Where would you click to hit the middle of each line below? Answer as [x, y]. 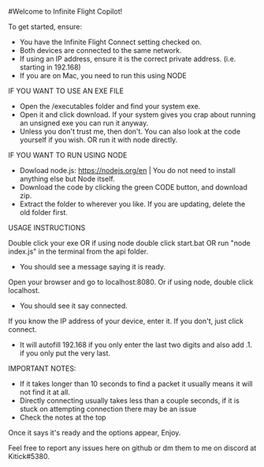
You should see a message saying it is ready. [93, 267]
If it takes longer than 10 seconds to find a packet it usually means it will [136, 384]
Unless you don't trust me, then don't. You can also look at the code [130, 131]
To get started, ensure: [45, 26]
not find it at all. [45, 392]
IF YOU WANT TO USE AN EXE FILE [66, 91]
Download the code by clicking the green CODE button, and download [134, 187]
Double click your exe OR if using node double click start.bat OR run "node [129, 243]
